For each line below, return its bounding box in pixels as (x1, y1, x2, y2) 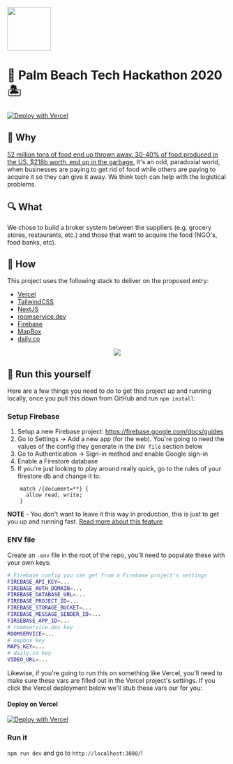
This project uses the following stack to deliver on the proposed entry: (7, 277, 209, 285)
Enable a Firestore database (17, 457, 98, 466)
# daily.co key (7, 650, 52, 657)
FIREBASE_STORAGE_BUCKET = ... (7, 605, 92, 612)
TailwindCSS (17, 298, 54, 306)
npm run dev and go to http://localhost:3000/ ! (7, 749, 143, 757)
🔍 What (7, 201, 43, 213)
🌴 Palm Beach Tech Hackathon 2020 (7, 67, 223, 83)
